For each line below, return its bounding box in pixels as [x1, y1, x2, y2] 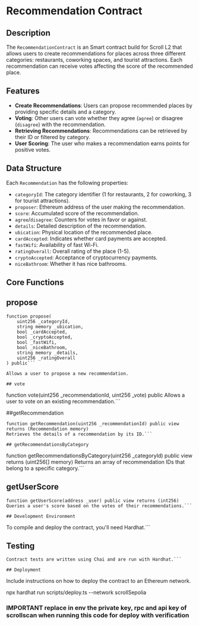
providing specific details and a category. [14, 108, 116, 115]
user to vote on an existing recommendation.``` [6, 397, 121, 405]
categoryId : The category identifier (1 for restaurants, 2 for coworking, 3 [14, 190, 192, 197]
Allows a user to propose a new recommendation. [6, 370, 129, 376]
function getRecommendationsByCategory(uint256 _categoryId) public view [6, 452, 193, 459]
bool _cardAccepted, [17, 329, 68, 335]
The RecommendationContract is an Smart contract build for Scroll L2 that [6, 43, 182, 51]
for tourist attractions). [14, 197, 70, 204]
